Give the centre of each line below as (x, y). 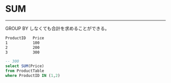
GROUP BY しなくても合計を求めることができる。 (57, 28)
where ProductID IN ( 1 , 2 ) (33, 76)
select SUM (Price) (25, 66)
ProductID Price (25, 38)
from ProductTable (25, 71)
